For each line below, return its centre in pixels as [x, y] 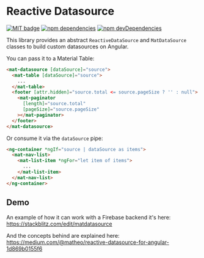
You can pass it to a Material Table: [50, 58]
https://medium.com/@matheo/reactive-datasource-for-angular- [88, 242]
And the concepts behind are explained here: [63, 235]
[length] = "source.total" [54, 104]
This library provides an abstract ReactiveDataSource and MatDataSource [97, 40]
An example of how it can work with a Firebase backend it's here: [89, 217]
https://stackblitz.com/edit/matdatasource [60, 224]
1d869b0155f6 [24, 248]
